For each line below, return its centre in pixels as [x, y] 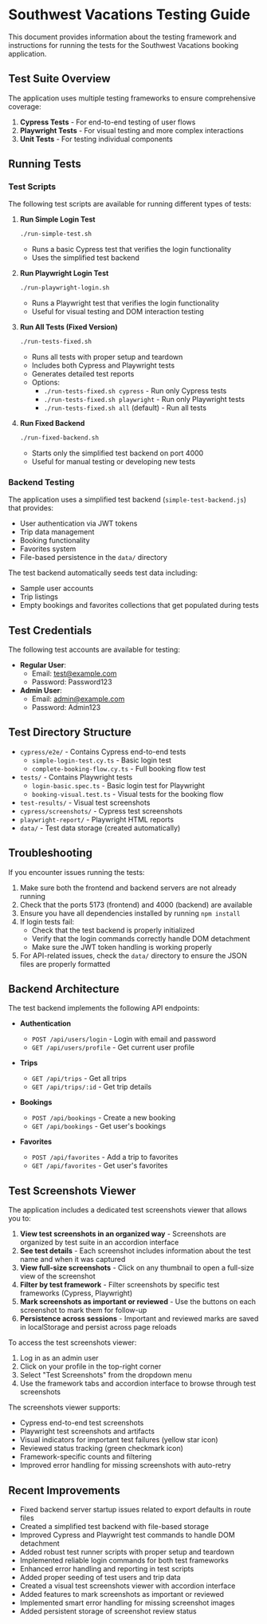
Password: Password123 [72, 682]
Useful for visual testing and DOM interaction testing [118, 312]
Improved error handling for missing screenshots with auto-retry [125, 1465]
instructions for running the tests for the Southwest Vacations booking [124, 45]
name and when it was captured [73, 1259]
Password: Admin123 [66, 708]
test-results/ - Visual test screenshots [85, 802]
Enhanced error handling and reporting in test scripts [107, 1569]
